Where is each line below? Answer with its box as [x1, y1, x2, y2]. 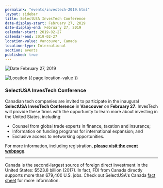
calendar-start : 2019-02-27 [5, 30, 62, 34]
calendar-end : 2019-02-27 [5, 34, 57, 39]
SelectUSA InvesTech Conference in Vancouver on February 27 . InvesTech [5, 103, 158, 109]
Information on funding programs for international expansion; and [12, 128, 143, 134]
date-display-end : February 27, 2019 [5, 25, 81, 30]
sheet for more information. [5, 177, 60, 183]
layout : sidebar [5, 12, 38, 17]
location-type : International [5, 43, 66, 48]
